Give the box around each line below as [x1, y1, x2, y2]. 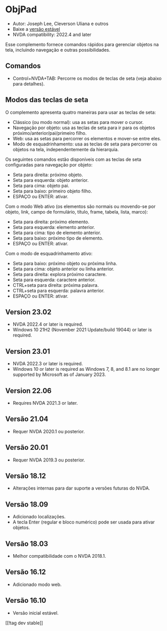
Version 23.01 [5, 347, 50, 355]
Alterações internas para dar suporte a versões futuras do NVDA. [12, 485, 151, 491]
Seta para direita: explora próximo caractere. [12, 271, 107, 277]
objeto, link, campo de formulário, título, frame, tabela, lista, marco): [5, 208, 148, 215]
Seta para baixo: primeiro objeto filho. [12, 188, 92, 194]
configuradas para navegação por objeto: [5, 161, 93, 167]
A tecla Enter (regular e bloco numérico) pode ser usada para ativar [12, 519, 155, 525]
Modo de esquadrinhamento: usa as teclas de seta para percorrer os [12, 141, 157, 147]
